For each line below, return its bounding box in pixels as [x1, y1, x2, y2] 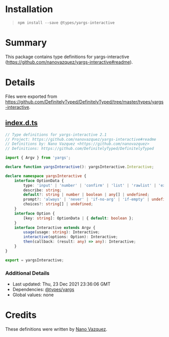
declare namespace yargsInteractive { [5, 173, 87, 179]
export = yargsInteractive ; [5, 257, 64, 263]
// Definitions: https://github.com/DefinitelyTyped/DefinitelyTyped [5, 146, 154, 151]
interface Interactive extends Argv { [14, 225, 96, 230]
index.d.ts [5, 119, 38, 127]
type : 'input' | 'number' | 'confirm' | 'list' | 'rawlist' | [23, 183, 156, 188]
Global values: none [12, 292, 54, 298]
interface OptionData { [14, 178, 64, 183]
